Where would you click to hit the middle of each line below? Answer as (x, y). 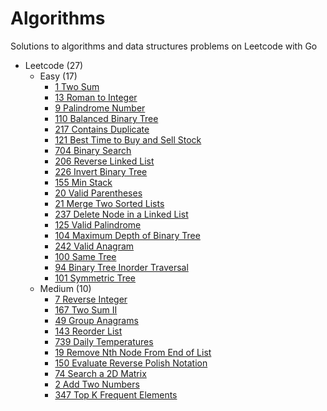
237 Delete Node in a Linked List (121, 214)
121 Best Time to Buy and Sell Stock (128, 139)
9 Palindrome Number (100, 108)
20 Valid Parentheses (98, 193)
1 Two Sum (77, 86)
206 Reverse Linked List (104, 161)
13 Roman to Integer (96, 97)
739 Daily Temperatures (104, 341)
